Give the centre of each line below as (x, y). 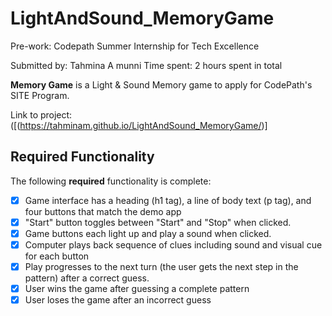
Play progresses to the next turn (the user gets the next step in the (161, 266)
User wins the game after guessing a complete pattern (137, 289)
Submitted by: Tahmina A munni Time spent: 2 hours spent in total (146, 65)
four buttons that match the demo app (103, 211)
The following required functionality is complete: (111, 181)
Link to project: (41, 114)
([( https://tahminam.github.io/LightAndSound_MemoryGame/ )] (139, 125)
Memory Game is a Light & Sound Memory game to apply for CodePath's (161, 84)
